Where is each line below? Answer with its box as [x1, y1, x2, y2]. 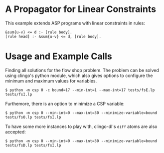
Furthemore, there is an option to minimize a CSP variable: [5, 100, 125, 106]
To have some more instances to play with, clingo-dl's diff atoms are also [5, 123, 158, 129]
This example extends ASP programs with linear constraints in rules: [5, 20, 146, 26]
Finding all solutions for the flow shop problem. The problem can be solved [5, 67, 160, 73]
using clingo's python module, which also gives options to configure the [5, 72, 153, 78]
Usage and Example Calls [5, 51, 112, 62]
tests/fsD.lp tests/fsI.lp [5, 142, 61, 148]
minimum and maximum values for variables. [5, 77, 97, 83]
